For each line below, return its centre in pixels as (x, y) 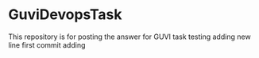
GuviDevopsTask (65, 15)
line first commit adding (47, 44)
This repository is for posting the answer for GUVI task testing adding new (130, 37)
